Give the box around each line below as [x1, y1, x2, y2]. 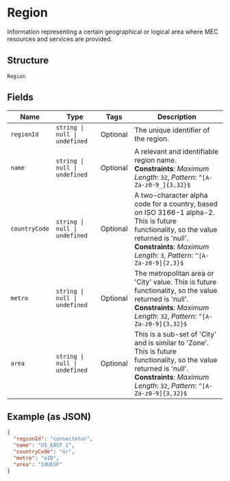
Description [157, 112, 196, 121]
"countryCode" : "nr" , [13, 448, 75, 455]
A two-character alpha [134, 190, 208, 200]
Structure [7, 55, 49, 67]
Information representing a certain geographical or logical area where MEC [7, 27, 218, 36]
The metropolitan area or [134, 268, 214, 278]
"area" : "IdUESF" [13, 461, 63, 468]
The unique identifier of [134, 125, 210, 134]
